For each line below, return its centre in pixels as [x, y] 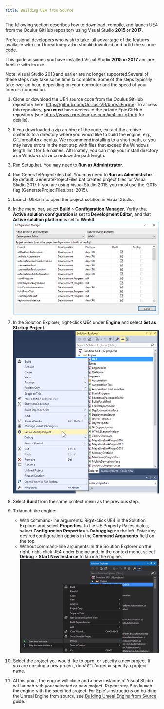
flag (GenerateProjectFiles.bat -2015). [50, 190]
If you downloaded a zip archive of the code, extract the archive [77, 129]
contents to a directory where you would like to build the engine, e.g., [82, 134]
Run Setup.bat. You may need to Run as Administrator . [68, 165]
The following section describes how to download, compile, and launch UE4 [82, 25]
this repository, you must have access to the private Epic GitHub [77, 110]
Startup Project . [29, 327]
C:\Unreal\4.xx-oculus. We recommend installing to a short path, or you [84, 140]
